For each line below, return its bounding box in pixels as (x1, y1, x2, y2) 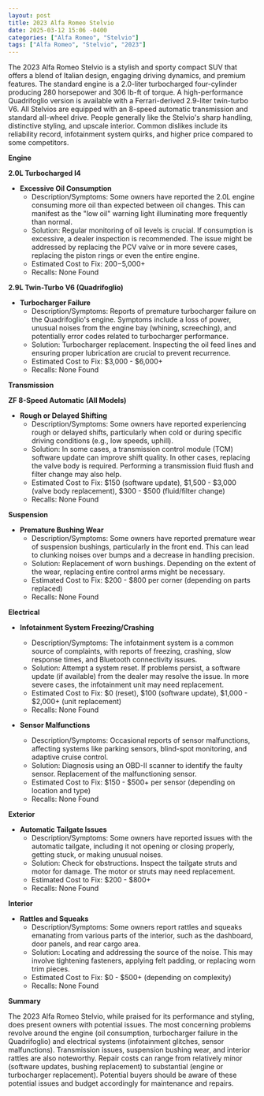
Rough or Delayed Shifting (19, 411, 108, 420)
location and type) (31, 786, 91, 796)
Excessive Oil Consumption (19, 184, 112, 193)
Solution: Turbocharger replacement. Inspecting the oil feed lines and (31, 340, 257, 349)
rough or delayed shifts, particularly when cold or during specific (31, 427, 243, 438)
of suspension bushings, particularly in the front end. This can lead (31, 542, 250, 552)
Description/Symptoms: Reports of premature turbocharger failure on (31, 307, 257, 316)
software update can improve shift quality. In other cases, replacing (31, 453, 251, 462)
